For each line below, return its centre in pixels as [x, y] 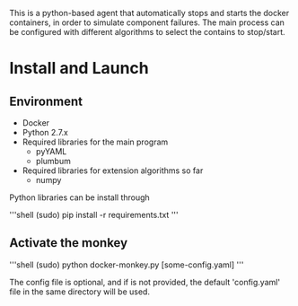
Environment [46, 101]
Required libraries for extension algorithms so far [113, 170]
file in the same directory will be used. [80, 292]
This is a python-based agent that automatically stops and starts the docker [149, 13]
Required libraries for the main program [95, 142]
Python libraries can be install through [79, 197]
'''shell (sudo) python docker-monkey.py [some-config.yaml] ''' [127, 265]
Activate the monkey [69, 243]
